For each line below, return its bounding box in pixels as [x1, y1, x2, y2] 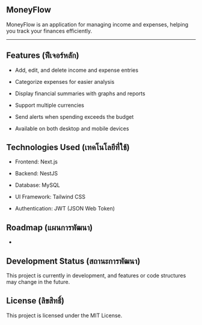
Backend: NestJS [14, 170, 58, 177]
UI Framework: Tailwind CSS [14, 193, 86, 201]
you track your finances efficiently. [6, 27, 92, 34]
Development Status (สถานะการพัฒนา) [6, 256, 141, 266]
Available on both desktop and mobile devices [14, 125, 129, 132]
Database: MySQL [14, 181, 60, 189]
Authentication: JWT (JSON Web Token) [14, 205, 115, 212]
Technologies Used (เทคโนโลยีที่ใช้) [6, 142, 130, 153]
